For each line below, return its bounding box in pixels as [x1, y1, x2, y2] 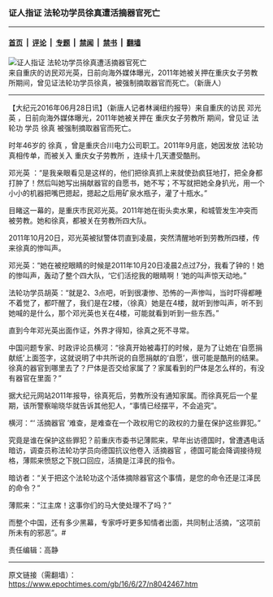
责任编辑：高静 [8, 545, 58, 555]
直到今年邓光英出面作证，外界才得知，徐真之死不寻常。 [8, 325, 193, 335]
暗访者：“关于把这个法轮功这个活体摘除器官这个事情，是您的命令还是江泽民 [8, 473, 262, 482]
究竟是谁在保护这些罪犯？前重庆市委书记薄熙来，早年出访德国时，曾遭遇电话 [8, 435, 265, 445]
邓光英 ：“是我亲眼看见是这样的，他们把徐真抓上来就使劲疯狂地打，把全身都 [8, 168, 263, 177]
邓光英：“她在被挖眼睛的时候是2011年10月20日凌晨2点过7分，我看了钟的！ [8, 260, 258, 270]
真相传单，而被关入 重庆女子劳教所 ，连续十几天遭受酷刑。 [8, 150, 205, 160]
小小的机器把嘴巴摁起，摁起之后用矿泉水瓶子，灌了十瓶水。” [8, 188, 208, 198]
